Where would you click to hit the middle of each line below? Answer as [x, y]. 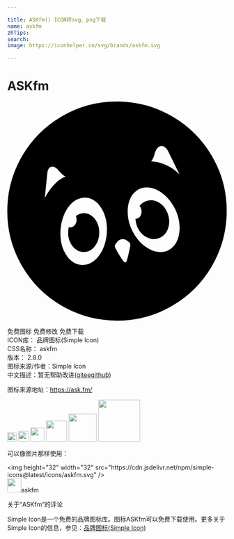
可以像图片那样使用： [38, 453]
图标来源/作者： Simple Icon [47, 367]
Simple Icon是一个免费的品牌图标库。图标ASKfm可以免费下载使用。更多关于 [116, 520]
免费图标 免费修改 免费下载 [46, 332]
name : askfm [24, 26]
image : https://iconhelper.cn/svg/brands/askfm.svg [84, 46]
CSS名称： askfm [32, 349]
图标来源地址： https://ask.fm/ [50, 389]
